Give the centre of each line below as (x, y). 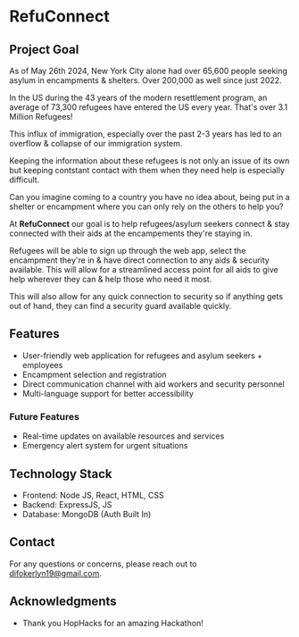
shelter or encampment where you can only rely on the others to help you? (146, 206)
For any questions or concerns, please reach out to (104, 564)
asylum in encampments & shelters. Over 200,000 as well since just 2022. (146, 80)
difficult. (25, 180)
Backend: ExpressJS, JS (67, 504)
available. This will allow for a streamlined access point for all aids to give (144, 269)
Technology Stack (61, 474)
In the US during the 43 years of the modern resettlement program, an (138, 97)
